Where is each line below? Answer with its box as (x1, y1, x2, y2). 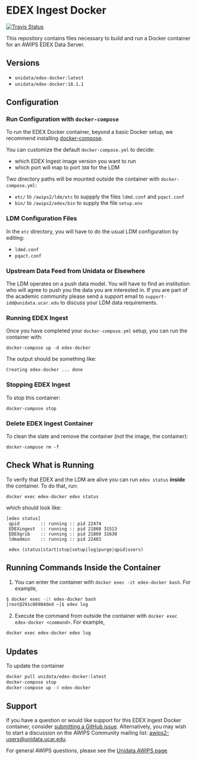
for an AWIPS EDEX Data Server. (6, 41, 85, 48)
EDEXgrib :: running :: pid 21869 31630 (8, 531, 117, 537)
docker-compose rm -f (6, 444, 60, 450)
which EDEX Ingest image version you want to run (14, 158, 136, 165)
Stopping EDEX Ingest (6, 380, 71, 389)
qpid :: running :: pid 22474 (8, 521, 101, 527)
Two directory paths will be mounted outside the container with (6, 175, 160, 182)
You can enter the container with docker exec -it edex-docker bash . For (14, 578, 191, 585)
